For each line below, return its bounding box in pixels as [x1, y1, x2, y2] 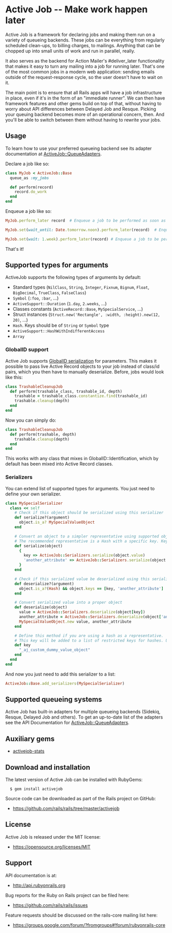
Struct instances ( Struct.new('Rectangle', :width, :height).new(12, [12, 311, 160, 317]
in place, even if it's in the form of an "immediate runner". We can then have [5, 95, 165, 101]
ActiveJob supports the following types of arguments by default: [5, 274, 142, 281]
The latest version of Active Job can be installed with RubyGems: [5, 777, 143, 783]
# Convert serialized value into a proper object [14, 600, 123, 605]
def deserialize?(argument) [14, 581, 74, 586]
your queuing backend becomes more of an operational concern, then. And [5, 111, 165, 117]
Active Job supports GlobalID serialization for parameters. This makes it [5, 358, 157, 364]
